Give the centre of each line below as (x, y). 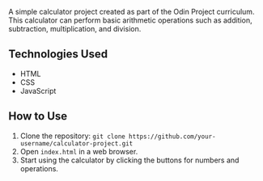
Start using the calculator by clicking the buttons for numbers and (129, 160)
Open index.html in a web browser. (79, 151)
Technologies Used (58, 55)
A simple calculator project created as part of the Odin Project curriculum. (131, 12)
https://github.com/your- (172, 137)
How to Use (38, 116)
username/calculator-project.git (76, 143)
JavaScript (38, 90)
